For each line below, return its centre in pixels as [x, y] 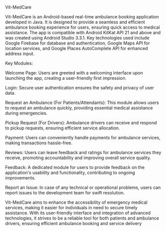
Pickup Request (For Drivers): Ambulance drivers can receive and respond [81, 123]
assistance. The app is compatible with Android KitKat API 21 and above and [83, 32]
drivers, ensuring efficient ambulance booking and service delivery [74, 223]
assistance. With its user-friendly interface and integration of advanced [78, 213]
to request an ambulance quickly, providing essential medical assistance [79, 108]
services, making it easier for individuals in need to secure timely [71, 207]
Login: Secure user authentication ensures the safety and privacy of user [80, 88]
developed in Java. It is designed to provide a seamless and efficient [75, 22]
